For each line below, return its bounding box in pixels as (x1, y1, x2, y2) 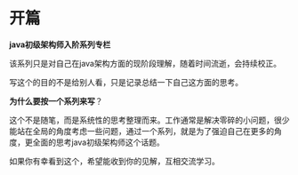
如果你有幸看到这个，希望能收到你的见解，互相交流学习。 (9, 155, 220, 166)
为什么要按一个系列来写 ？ (9, 95, 103, 107)
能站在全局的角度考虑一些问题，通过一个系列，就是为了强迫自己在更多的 (9, 125, 274, 136)
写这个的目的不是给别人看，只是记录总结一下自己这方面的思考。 (9, 76, 243, 87)
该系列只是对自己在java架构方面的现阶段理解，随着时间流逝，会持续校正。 (9, 58, 282, 68)
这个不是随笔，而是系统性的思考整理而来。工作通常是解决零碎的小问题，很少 (9, 115, 290, 125)
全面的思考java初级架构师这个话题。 (32, 137, 165, 147)
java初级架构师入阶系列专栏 (9, 39, 111, 50)
